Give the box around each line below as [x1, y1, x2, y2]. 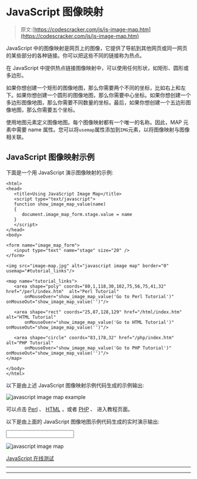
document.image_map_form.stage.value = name [21, 211, 133, 217]
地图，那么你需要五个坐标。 [11, 106, 78, 113]
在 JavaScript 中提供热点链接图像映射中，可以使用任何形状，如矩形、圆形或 [6, 64, 189, 71]
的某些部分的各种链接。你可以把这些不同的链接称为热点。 [6, 52, 145, 59]
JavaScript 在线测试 [6, 454, 55, 461]
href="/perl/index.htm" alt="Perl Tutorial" [6, 288, 119, 294]
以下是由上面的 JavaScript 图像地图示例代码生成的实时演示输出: [6, 418, 160, 425]
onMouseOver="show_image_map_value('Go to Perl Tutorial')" [24, 294, 175, 299]
